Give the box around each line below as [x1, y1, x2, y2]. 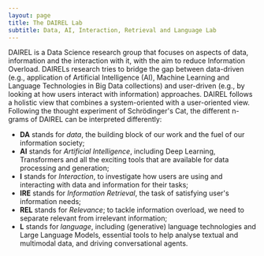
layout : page [8, 11, 51, 20]
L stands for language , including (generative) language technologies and [19, 222, 256, 232]
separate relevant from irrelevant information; [19, 213, 168, 223]
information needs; [19, 197, 81, 206]
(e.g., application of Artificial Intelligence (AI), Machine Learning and [8, 72, 230, 83]
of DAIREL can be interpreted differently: [30, 115, 162, 124]
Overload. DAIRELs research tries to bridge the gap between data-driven [8, 65, 244, 74]
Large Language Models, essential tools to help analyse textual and [19, 230, 239, 240]
